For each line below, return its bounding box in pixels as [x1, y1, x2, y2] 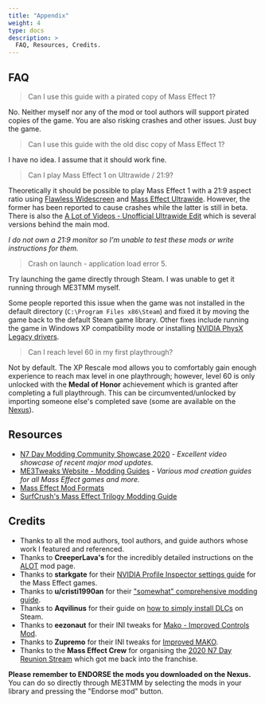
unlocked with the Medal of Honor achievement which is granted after [8, 379, 239, 389]
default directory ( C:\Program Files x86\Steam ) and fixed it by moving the [8, 306, 250, 316]
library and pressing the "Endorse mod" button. [8, 686, 164, 696]
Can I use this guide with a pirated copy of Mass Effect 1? [27, 91, 216, 101]
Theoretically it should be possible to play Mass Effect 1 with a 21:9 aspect [8, 185, 252, 195]
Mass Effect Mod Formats [19, 483, 105, 492]
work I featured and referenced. [19, 544, 125, 554]
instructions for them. [8, 243, 79, 253]
